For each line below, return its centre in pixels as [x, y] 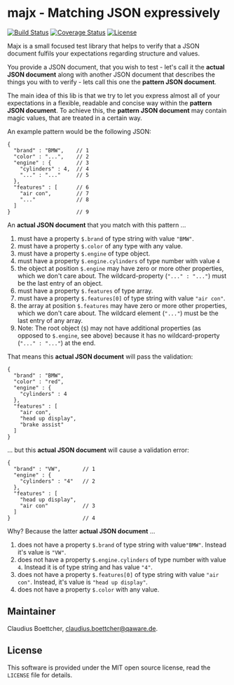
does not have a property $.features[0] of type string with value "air [118, 574]
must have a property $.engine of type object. [84, 253]
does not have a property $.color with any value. [88, 589]
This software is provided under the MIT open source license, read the [109, 667]
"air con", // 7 [55, 193]
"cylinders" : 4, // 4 [55, 169]
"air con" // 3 [58, 506]
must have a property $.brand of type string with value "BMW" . [106, 238]
